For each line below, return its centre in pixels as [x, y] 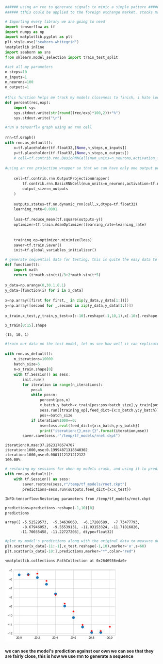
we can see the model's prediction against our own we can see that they [79, 651]
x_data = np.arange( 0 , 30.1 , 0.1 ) [36, 285]
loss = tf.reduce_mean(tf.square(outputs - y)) [58, 220]
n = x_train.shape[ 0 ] [33, 369]
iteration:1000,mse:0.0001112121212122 [45, 455]
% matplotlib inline [25, 47]
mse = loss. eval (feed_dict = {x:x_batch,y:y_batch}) [90, 426]
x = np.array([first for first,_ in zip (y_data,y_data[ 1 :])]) [67, 300]
